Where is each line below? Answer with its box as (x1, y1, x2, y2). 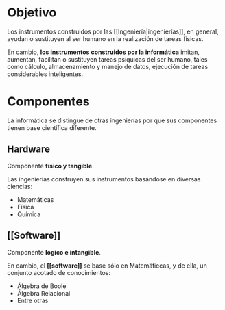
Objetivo (7, 5, 57, 21)
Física (16, 203, 34, 211)
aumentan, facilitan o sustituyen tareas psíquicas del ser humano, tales (7, 55, 208, 63)
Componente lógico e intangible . (7, 248, 102, 256)
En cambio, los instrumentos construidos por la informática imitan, (7, 48, 200, 56)
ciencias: (7, 182, 33, 190)
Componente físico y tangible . (7, 162, 94, 170)
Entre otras (16, 296, 49, 305)
